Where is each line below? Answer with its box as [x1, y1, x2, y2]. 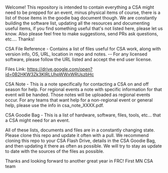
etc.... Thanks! [5, 36, 35, 42]
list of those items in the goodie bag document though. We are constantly [5, 15, 157, 20]
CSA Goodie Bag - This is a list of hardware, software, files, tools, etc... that [5, 112, 161, 118]
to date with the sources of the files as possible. [5, 148, 104, 154]
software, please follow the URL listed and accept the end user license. [5, 56, 152, 62]
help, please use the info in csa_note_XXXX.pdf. [5, 102, 104, 108]
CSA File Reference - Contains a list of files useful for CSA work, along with [5, 46, 161, 51]
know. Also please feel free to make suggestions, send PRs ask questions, [5, 31, 158, 36]
